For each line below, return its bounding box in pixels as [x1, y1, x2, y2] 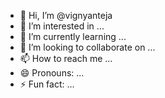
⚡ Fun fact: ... [19, 78, 75, 90]
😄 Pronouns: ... [19, 67, 85, 79]
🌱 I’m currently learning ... [19, 31, 127, 42]
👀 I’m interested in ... [19, 20, 105, 32]
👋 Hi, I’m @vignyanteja [19, 10, 113, 21]
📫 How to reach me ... [19, 53, 113, 64]
